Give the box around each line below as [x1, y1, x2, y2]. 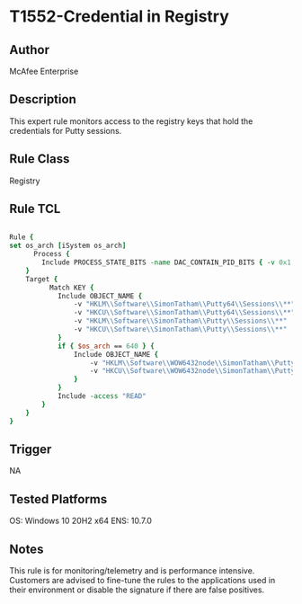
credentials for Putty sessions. [9, 125, 122, 136]
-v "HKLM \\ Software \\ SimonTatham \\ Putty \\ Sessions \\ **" [73, 316, 288, 325]
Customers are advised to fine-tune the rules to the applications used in [9, 575, 276, 585]
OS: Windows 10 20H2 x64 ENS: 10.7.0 [9, 515, 153, 527]
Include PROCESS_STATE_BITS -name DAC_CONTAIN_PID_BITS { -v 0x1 [41, 258, 292, 267]
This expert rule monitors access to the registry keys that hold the [9, 115, 253, 127]
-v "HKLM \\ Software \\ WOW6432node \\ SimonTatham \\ [89, 358, 276, 368]
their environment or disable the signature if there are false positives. [9, 584, 265, 595]
